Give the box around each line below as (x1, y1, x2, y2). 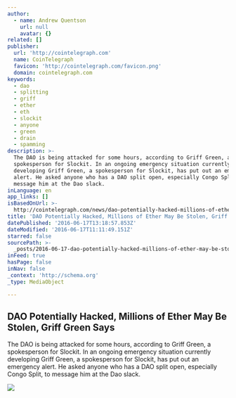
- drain (13, 134, 37, 141)
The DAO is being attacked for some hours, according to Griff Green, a (7, 340, 211, 349)
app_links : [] (7, 193, 49, 200)
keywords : (7, 75, 37, 83)
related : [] (7, 37, 42, 44)
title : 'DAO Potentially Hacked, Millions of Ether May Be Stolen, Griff (7, 213, 228, 220)
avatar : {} (20, 30, 52, 37)
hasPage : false (7, 259, 52, 266)
